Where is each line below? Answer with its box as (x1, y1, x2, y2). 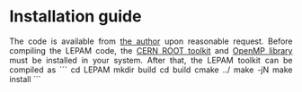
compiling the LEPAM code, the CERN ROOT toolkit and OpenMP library (9, 45, 293, 55)
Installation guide (9, 6, 142, 27)
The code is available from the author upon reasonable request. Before (9, 36, 293, 46)
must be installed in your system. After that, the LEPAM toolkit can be (9, 54, 293, 65)
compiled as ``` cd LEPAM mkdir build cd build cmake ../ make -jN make (9, 64, 293, 75)
